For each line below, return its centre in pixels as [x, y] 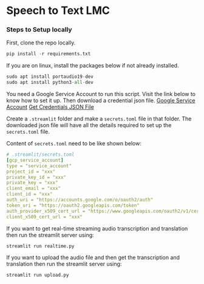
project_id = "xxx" [31, 171]
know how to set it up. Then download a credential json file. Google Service [101, 100]
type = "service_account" [39, 166]
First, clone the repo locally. [41, 43]
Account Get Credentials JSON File [50, 107]
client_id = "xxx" [29, 194]
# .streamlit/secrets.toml [40, 155]
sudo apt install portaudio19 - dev [50, 77]
